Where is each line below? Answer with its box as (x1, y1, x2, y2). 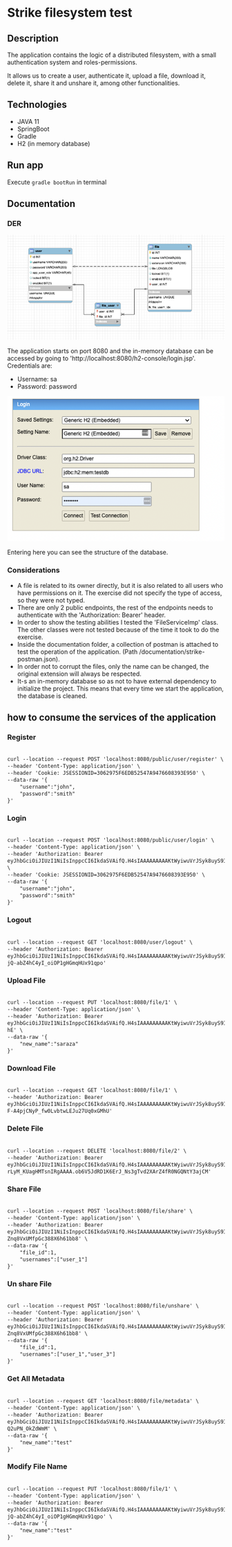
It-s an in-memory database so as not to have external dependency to (17, 677, 217, 685)
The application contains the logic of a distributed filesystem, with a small (7, 51, 216, 59)
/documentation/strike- (139, 647, 205, 656)
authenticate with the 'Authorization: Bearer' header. (17, 611, 166, 619)
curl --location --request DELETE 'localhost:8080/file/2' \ (7, 1147, 187, 1154)
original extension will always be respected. (17, 670, 142, 678)
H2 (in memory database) (17, 139, 90, 147)
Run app (7, 159, 43, 171)
